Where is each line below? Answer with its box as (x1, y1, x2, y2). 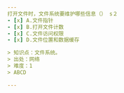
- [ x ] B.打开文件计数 (7, 23, 64, 30)
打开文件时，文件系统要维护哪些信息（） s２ (7, 10, 118, 18)
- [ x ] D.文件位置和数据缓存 (7, 37, 80, 44)
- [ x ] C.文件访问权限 (7, 30, 64, 37)
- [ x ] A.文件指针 (7, 17, 54, 24)
